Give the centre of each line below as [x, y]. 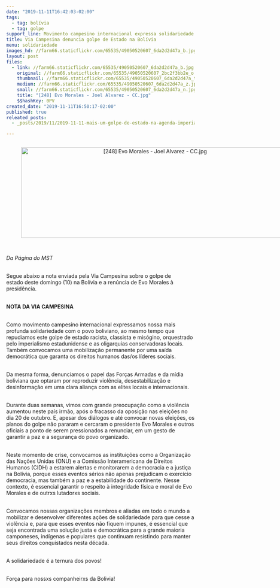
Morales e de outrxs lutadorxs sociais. [53, 493]
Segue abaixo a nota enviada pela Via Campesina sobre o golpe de [89, 276]
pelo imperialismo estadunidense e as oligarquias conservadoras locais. [95, 344]
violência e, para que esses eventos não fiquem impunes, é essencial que [97, 524]
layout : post [22, 56]
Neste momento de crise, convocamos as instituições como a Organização [99, 455]
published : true [26, 112]
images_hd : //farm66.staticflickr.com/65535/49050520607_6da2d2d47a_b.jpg [101, 51]
